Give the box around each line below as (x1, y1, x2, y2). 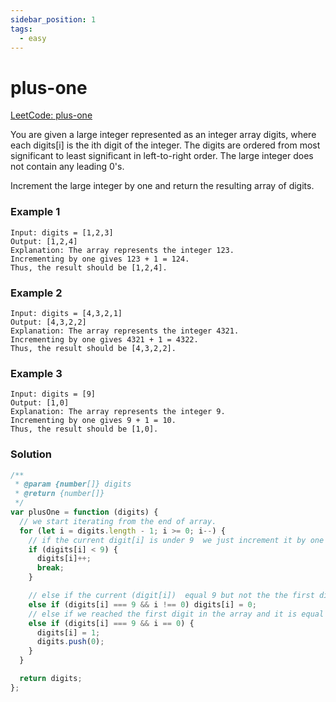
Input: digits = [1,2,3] (10, 227, 114, 238)
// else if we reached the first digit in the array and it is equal (28, 609, 325, 619)
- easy (19, 33, 47, 43)
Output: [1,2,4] (10, 236, 78, 246)
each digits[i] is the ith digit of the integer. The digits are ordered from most (10, 139, 321, 151)
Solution (10, 447, 53, 461)
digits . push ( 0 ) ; (36, 637, 105, 647)
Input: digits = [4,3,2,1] (10, 308, 123, 318)
